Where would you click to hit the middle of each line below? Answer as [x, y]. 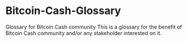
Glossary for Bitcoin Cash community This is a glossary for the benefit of [94, 27]
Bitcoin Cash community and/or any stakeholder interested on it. [84, 33]
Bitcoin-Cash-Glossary [63, 11]
